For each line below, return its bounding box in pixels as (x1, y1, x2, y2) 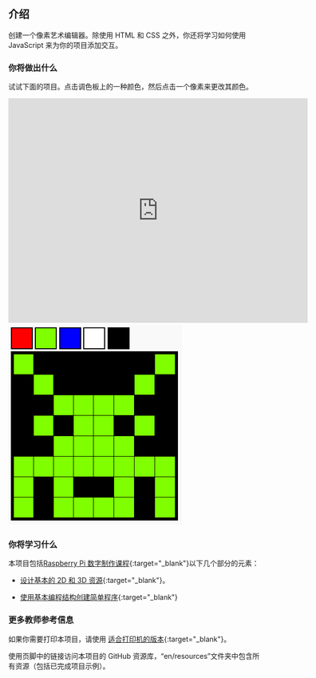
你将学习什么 (8, 539, 58, 550)
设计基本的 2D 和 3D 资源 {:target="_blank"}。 (19, 576, 170, 585)
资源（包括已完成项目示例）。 (14, 661, 110, 671)
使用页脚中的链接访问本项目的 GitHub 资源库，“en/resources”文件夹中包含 (8, 651, 253, 660)
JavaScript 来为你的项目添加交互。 (8, 40, 123, 50)
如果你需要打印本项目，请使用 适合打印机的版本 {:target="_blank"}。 (8, 634, 231, 644)
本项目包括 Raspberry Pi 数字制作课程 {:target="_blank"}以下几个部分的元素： (8, 558, 259, 569)
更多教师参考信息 (8, 614, 74, 625)
